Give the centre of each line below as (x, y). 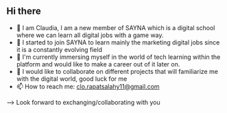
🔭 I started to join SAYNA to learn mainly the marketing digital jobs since (118, 42)
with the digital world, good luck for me (72, 79)
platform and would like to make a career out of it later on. (98, 64)
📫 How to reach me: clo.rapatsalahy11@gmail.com (88, 86)
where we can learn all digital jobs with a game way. (90, 35)
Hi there (24, 11)
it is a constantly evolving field (59, 49)
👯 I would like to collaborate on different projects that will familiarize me (117, 71)
